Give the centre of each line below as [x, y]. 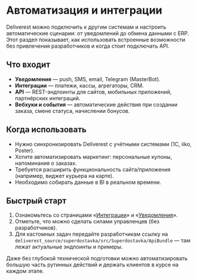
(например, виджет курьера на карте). [64, 176]
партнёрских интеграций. [47, 98]
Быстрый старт [36, 201]
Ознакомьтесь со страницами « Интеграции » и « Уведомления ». [96, 215]
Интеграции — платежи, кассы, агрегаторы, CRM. [79, 85]
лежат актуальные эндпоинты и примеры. [69, 247]
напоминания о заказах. [46, 163]
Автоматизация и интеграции [84, 10]
